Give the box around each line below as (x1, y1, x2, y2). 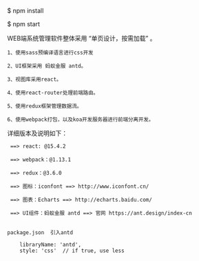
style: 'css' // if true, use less (19, 247, 125, 254)
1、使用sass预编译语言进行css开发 (7, 49, 94, 56)
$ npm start (7, 20, 40, 28)
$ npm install (7, 7, 44, 14)
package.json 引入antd (7, 229, 74, 236)
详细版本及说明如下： (7, 129, 67, 137)
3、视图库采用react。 (7, 76, 62, 83)
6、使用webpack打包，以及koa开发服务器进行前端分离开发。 (7, 116, 154, 123)
